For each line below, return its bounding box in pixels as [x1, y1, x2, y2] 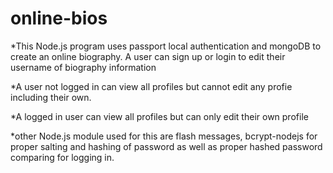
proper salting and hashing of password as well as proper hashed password [10, 140, 323, 152]
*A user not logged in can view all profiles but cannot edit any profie [10, 80, 293, 92]
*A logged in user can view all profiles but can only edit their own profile [10, 110, 309, 122]
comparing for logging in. [10, 151, 115, 163]
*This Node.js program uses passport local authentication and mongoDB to [10, 40, 322, 52]
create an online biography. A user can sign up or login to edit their [10, 50, 286, 62]
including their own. [10, 91, 92, 103]
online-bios [10, 7, 108, 30]
